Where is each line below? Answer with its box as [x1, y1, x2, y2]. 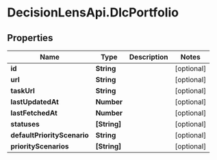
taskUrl [10, 86, 36, 95]
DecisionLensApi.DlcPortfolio [7, 5, 179, 21]
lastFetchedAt [10, 108, 58, 118]
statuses [10, 120, 40, 129]
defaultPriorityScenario [10, 131, 89, 139]
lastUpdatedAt [10, 97, 60, 107]
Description [129, 53, 168, 62]
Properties [7, 32, 53, 44]
